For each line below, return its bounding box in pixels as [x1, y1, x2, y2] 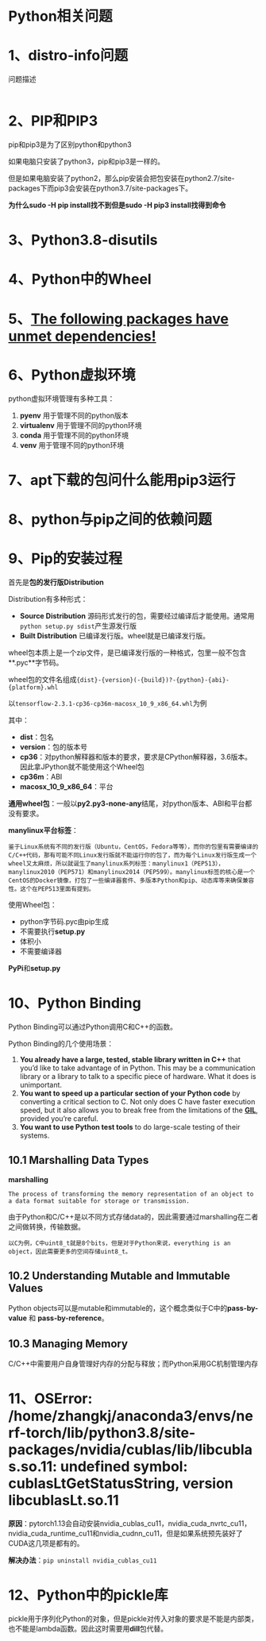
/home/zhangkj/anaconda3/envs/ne [8, 1407, 254, 1425]
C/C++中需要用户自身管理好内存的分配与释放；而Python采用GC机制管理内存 [8, 1359, 259, 1369]
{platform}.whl [8, 684, 59, 691]
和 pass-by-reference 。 [29, 1313, 109, 1323]
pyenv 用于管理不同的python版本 [19, 410, 129, 420]
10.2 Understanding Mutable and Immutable [8, 1269, 230, 1283]
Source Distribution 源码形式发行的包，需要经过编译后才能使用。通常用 [19, 611, 255, 620]
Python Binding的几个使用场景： [8, 1038, 114, 1048]
